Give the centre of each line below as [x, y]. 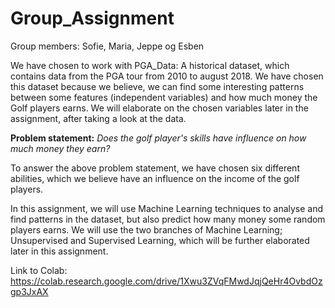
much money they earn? [60, 148]
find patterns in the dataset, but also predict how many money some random [168, 219]
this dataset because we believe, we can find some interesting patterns [157, 86]
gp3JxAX [29, 291]
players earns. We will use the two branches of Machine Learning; [146, 229]
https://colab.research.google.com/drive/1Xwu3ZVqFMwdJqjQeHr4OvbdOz [166, 281]
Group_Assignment [92, 18]
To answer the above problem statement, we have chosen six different [155, 168]
